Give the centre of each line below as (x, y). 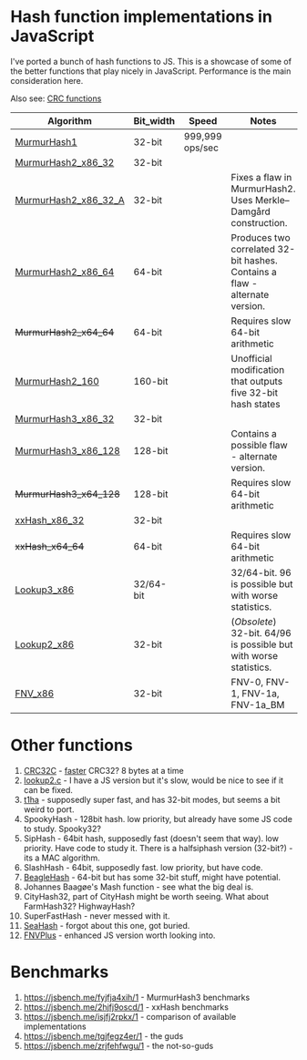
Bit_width (154, 120)
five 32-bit (255, 392)
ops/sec (201, 148)
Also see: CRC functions (56, 98)
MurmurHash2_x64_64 (65, 332)
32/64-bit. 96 (261, 572)
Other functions (72, 746)
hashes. (261, 260)
